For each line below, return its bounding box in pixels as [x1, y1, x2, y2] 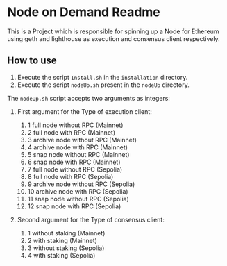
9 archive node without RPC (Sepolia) [27, 180, 135, 188]
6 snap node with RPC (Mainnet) [27, 158, 121, 166]
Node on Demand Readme [7, 4, 161, 20]
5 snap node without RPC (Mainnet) [27, 150, 130, 158]
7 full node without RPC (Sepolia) [27, 165, 123, 174]
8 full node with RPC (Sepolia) [27, 172, 114, 181]
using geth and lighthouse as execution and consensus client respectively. [7, 34, 220, 42]
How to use [7, 55, 57, 67]
